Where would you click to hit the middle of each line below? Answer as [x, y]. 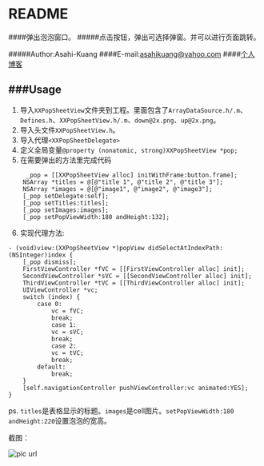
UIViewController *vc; [60, 290]
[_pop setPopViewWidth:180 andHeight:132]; [96, 217]
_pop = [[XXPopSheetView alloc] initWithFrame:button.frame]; [132, 175]
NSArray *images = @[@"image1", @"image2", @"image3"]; [118, 189]
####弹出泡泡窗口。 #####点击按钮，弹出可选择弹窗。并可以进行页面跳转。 [134, 37]
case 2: [64, 346]
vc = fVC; [67, 311]
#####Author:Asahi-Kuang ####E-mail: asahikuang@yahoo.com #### [125, 54]
